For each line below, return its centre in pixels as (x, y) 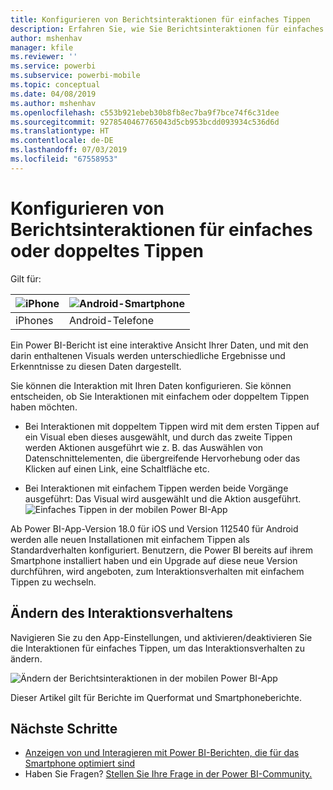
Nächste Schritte (64, 728)
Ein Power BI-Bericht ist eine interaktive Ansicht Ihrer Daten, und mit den (159, 345)
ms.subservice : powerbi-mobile (75, 76)
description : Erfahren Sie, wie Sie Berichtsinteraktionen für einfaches (167, 29)
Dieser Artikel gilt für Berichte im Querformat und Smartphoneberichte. (156, 697)
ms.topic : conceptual (55, 85)
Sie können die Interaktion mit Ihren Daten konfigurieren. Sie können (151, 385)
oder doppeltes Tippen (107, 250)
